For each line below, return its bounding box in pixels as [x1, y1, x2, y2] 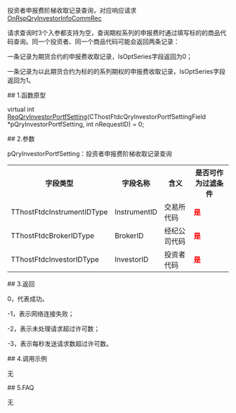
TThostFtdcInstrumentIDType [11, 207, 108, 217]
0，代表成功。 [7, 295, 48, 303]
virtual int [7, 105, 35, 113]
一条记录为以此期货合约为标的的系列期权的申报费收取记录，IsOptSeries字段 [7, 68, 226, 75]
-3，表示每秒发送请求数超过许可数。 [7, 340, 112, 348]
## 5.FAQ [7, 383, 34, 392]
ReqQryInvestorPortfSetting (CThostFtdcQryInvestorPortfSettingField [7, 113, 206, 121]
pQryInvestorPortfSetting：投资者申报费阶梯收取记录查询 [7, 150, 172, 158]
